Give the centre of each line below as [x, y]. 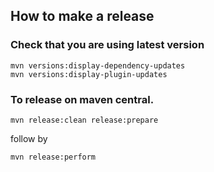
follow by [29, 138]
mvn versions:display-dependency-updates [98, 65]
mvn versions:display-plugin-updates [89, 74]
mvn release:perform [53, 157]
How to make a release [82, 16]
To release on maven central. [82, 99]
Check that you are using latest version [107, 45]
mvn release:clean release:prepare [84, 120]
